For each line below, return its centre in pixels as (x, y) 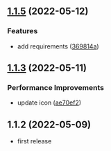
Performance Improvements (56, 88)
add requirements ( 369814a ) (58, 46)
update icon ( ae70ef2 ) (49, 103)
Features (23, 31)
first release (34, 141)
